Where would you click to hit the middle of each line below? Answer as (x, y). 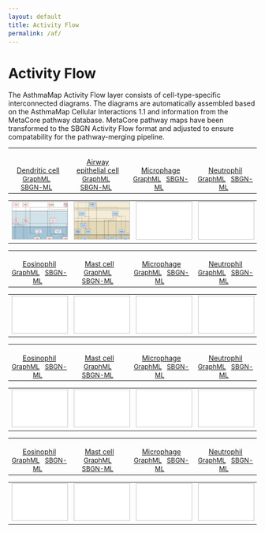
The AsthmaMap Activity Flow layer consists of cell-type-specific (114, 95)
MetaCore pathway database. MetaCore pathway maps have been (116, 120)
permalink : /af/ (35, 33)
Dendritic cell (38, 170)
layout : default (35, 17)
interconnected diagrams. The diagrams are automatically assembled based (132, 103)
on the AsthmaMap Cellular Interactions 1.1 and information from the (118, 112)
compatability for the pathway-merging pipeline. (86, 137)
